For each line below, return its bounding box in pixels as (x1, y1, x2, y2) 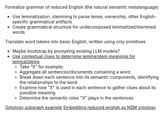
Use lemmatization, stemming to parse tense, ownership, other (12, 14, 139, 19)
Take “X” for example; (19, 64, 64, 69)
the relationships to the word (19, 79, 77, 85)
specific (12, 19, 28, 24)
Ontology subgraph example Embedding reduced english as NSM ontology (5, 105, 156, 110)
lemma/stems (12, 59, 40, 64)
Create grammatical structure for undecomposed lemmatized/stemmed (12, 24, 156, 30)
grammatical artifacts (29, 19, 72, 24)
